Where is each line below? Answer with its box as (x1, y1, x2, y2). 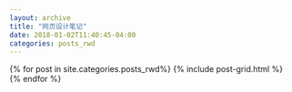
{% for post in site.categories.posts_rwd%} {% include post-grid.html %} (9, 64, 284, 75)
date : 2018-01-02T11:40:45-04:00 (9, 30, 136, 39)
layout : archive (9, 13, 71, 23)
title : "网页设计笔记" (9, 22, 87, 31)
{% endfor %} (9, 74, 62, 85)
